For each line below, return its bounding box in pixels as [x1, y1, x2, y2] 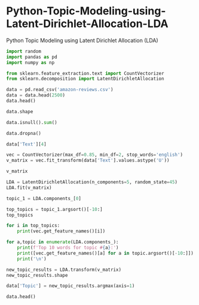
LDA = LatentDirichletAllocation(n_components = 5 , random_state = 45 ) [6, 179, 178, 185]
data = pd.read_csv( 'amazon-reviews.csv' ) [6, 87, 114, 93]
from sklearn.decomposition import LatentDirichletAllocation [6, 76, 164, 82]
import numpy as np [6, 59, 55, 65]
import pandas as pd [6, 54, 58, 60]
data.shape [6, 108, 33, 114]
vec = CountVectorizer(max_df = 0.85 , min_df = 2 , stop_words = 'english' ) [6, 152, 183, 158]
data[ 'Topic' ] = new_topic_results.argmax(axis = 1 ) [6, 283, 135, 289]
